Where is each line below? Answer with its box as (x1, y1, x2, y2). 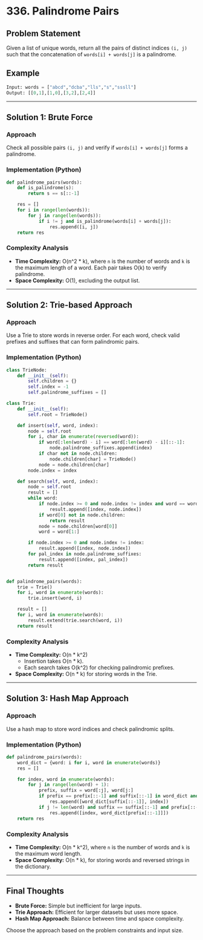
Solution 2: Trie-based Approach (6, 300, 133, 311)
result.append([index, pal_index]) (38, 556, 129, 562)
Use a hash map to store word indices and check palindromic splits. (6, 725, 175, 732)
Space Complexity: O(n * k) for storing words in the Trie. (14, 671, 157, 677)
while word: (28, 495, 59, 501)
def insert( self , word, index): (17, 422, 98, 428)
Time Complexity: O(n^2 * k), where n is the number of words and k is (14, 257, 190, 265)
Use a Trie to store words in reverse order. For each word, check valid (6, 332, 180, 339)
